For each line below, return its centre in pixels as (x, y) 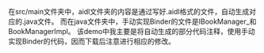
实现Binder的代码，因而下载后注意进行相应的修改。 (92, 41)
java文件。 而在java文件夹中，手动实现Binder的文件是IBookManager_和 (140, 21)
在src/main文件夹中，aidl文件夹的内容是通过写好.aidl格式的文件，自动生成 (129, 11)
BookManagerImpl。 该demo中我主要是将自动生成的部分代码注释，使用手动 (132, 31)
